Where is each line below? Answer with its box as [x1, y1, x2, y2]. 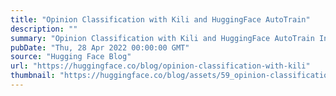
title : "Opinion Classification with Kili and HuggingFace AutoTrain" [10, 14, 311, 25]
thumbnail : [10, 71, 56, 81]
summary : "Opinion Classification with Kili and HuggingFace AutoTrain [10, 33, 315, 43]
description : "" [10, 24, 78, 34]
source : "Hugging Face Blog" [10, 52, 132, 62]
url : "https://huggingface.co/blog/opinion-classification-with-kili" [10, 61, 311, 71]
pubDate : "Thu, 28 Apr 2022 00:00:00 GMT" [10, 42, 190, 53]
